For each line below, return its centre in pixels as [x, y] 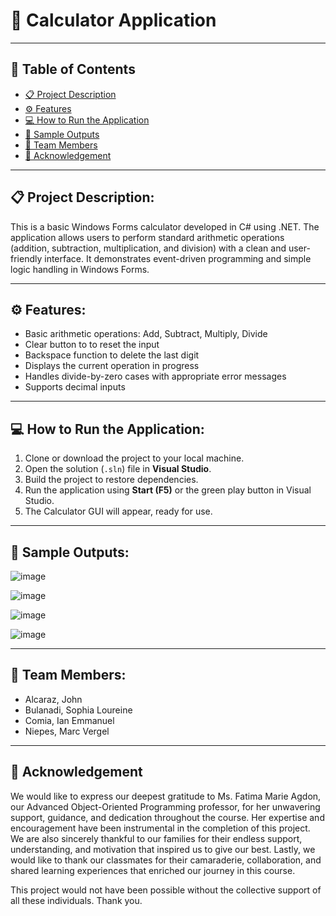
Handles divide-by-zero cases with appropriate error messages [155, 376]
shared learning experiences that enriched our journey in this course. [153, 870]
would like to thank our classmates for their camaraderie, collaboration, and [166, 860]
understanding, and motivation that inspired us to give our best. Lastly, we [163, 849]
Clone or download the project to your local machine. [134, 458]
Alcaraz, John [53, 699]
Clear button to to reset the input [92, 345]
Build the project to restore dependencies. [111, 480]
